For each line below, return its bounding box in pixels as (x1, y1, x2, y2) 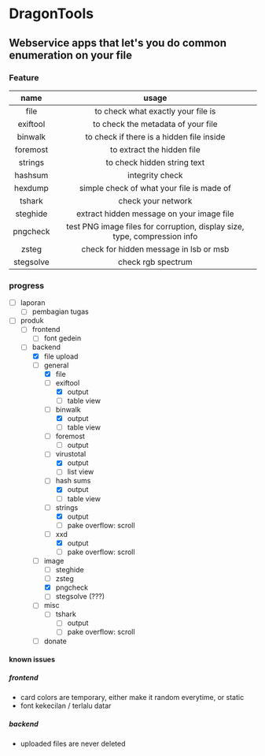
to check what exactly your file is (94, 106, 216, 117)
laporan (20, 298, 46, 307)
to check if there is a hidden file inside (85, 131, 226, 142)
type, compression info (112, 230, 198, 241)
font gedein (43, 333, 82, 343)
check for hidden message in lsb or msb (81, 244, 230, 255)
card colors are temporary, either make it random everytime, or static (20, 693, 245, 702)
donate (43, 636, 68, 646)
